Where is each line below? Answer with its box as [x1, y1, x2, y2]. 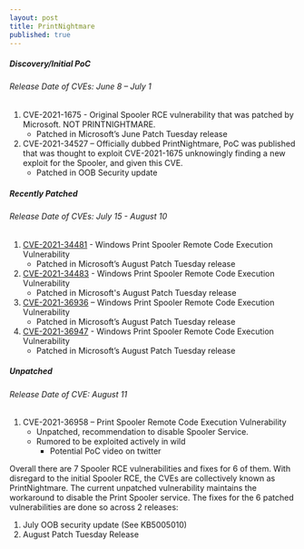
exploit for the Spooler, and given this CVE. [22, 157, 183, 168]
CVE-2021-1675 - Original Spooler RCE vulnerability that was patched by [22, 109, 295, 120]
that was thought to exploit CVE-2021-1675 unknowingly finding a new [22, 147, 286, 159]
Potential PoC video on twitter [49, 446, 162, 456]
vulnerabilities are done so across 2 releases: [9, 502, 179, 513]
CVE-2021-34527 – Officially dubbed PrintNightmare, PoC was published [22, 138, 296, 149]
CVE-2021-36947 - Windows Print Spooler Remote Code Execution [22, 326, 275, 337]
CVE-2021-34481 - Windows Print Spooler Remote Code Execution [22, 239, 274, 250]
